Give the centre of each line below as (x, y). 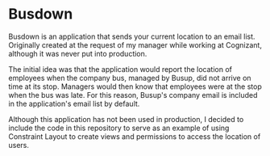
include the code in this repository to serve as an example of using (119, 128)
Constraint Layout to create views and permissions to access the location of (135, 136)
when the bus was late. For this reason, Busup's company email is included (133, 95)
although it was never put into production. (78, 53)
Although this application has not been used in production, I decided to (126, 119)
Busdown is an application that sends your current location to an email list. (132, 36)
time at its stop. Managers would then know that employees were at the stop (135, 86)
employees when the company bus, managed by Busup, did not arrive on (130, 78)
